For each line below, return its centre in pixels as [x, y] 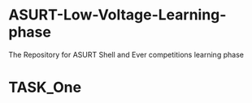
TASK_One [45, 88]
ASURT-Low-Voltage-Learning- [117, 15]
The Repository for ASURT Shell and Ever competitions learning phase [126, 54]
